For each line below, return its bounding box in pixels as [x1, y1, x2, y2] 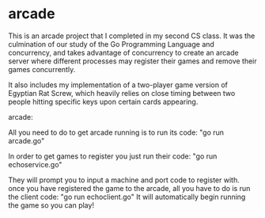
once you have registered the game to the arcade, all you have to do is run [8, 183, 251, 193]
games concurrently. [8, 64, 76, 74]
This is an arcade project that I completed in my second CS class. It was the [8, 31, 256, 40]
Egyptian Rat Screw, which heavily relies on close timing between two [8, 88, 236, 98]
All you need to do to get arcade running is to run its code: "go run [8, 128, 224, 137]
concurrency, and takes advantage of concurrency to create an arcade [8, 48, 239, 57]
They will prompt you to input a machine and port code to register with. [8, 175, 240, 185]
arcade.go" [8, 136, 45, 145]
